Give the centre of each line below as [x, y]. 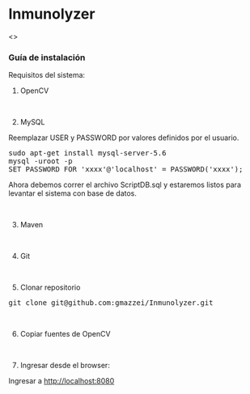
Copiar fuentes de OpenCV [65, 334]
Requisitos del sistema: [47, 75]
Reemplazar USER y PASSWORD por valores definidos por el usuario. [124, 138]
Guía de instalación [47, 57]
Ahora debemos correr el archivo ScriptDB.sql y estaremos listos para [125, 185]
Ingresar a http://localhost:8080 [61, 381]
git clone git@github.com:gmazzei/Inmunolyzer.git [111, 303]
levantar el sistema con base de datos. [73, 193]
